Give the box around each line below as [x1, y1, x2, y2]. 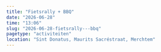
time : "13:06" [6, 20, 42, 26]
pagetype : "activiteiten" [6, 31, 71, 37]
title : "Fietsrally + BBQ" [6, 8, 74, 15]
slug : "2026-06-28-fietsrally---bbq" [6, 25, 102, 32]
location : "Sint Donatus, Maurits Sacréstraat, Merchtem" [6, 36, 156, 42]
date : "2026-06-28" [6, 14, 56, 20]
